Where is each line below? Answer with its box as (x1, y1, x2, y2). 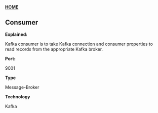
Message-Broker (5, 84, 39, 90)
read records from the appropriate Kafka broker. (5, 46, 103, 52)
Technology (5, 93, 31, 100)
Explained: (5, 31, 28, 37)
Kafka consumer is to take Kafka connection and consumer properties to (5, 41, 153, 47)
